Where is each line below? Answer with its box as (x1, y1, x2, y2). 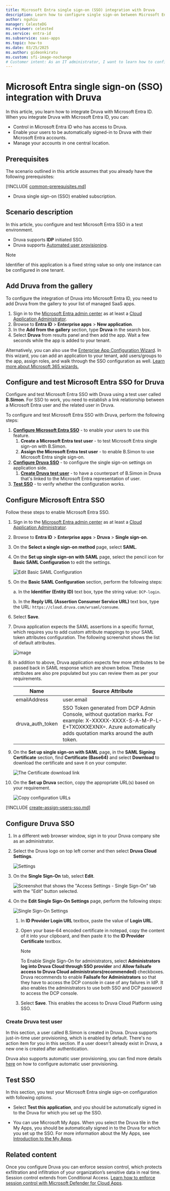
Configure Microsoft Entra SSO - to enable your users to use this (13, 427, 149, 434)
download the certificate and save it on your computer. (13, 760, 128, 766)
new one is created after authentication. (6, 1045, 89, 1052)
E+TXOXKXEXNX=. (63, 724, 107, 731)
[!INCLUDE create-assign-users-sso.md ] (6, 805, 91, 811)
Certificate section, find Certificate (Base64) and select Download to (13, 754, 159, 761)
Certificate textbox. (20, 939, 62, 945)
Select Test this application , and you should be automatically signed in (13, 1104, 161, 1110)
